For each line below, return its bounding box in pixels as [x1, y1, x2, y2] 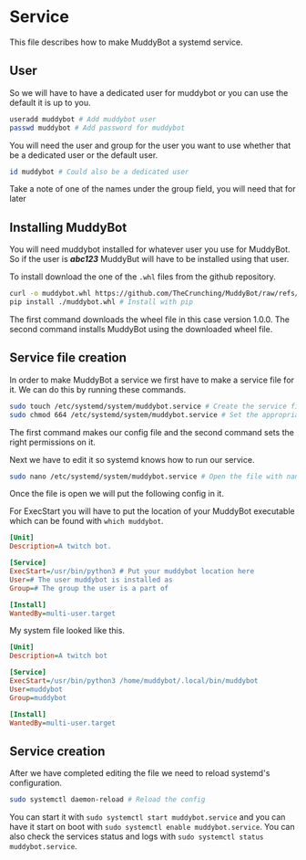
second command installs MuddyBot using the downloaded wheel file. [9, 323, 273, 334]
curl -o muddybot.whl [9, 289, 92, 299]
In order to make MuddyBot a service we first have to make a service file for [9, 374, 294, 385]
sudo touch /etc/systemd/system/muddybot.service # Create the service [9, 402, 287, 411]
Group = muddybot [9, 693, 67, 702]
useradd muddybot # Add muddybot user [9, 114, 157, 124]
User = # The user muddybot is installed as [9, 575, 173, 584]
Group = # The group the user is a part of [9, 583, 169, 593]
